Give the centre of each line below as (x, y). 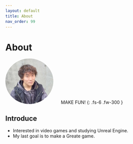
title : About (19, 16)
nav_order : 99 (20, 21)
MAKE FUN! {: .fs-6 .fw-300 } (92, 102)
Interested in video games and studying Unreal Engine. (71, 131)
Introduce (21, 118)
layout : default (23, 11)
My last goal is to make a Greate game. (54, 136)
